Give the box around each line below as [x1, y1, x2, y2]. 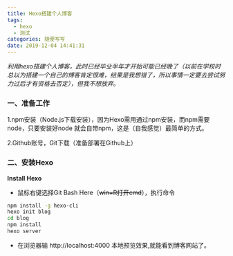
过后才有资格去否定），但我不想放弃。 [12, 80, 120, 87]
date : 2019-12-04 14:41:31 [7, 42, 85, 49]
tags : [7, 17, 23, 24]
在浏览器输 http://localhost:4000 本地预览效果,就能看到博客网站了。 [17, 241, 211, 249]
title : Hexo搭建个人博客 [7, 10, 73, 17]
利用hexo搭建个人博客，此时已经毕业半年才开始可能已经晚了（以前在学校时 [7, 62, 221, 70]
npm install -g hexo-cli [7, 202, 79, 209]
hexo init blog [7, 208, 51, 215]
